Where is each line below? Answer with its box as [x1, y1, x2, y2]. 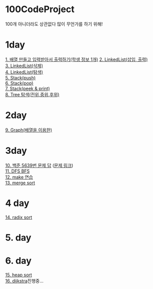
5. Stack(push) [5, 74, 36, 80]
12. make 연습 [5, 174, 33, 180]
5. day [5, 232, 32, 243]
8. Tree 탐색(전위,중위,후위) [5, 91, 60, 97]
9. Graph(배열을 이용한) [5, 127, 53, 133]
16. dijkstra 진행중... [5, 277, 44, 284]
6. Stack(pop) [5, 80, 34, 86]
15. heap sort [5, 272, 32, 278]
